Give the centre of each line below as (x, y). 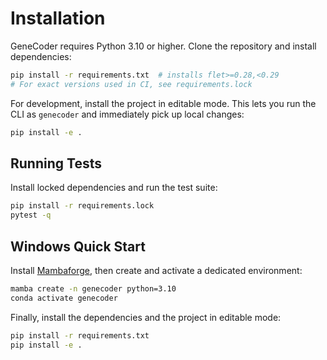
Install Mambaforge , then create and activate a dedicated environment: (156, 270)
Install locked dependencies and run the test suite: (114, 188)
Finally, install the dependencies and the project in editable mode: (146, 317)
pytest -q (31, 215)
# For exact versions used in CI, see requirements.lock (131, 84)
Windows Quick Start (78, 246)
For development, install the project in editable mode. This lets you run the (163, 103)
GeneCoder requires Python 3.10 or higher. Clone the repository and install (163, 46)
